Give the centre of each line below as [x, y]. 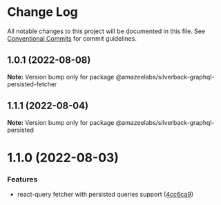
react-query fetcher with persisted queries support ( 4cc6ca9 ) [105, 195]
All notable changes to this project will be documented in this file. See [106, 31]
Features [22, 179]
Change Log [42, 12]
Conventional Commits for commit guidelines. [72, 38]
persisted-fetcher [32, 84]
